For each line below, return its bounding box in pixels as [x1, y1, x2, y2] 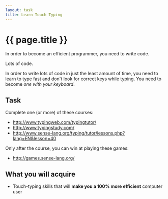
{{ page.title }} [5, 34, 68, 46]
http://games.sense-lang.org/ [12, 155, 75, 161]
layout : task [5, 7, 33, 13]
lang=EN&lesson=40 [12, 136, 57, 142]
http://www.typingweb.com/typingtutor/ [12, 119, 97, 125]
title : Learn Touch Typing [5, 12, 63, 17]
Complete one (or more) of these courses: [5, 110, 94, 116]
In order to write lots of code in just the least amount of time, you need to [5, 71, 159, 77]
